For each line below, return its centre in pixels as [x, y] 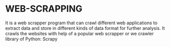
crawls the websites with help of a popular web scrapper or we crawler [79, 33]
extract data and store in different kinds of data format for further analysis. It [85, 28]
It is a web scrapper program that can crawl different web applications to [81, 23]
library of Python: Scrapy [31, 39]
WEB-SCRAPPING [44, 9]
